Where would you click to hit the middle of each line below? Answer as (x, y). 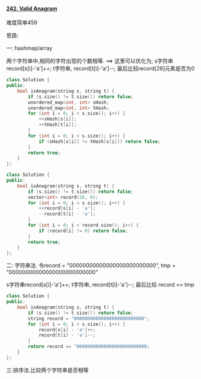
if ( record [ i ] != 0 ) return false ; (83, 231)
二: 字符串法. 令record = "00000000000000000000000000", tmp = (91, 266)
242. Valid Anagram (32, 8)
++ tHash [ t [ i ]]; (58, 125)
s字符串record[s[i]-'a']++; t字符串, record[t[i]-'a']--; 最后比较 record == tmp (101, 285)
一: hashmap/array (29, 48)
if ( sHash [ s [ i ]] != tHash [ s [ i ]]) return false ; (100, 142)
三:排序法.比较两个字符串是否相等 (48, 370)
